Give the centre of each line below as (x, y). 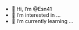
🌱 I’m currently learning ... (42, 21)
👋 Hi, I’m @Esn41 (32, 9)
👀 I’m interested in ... (36, 15)
